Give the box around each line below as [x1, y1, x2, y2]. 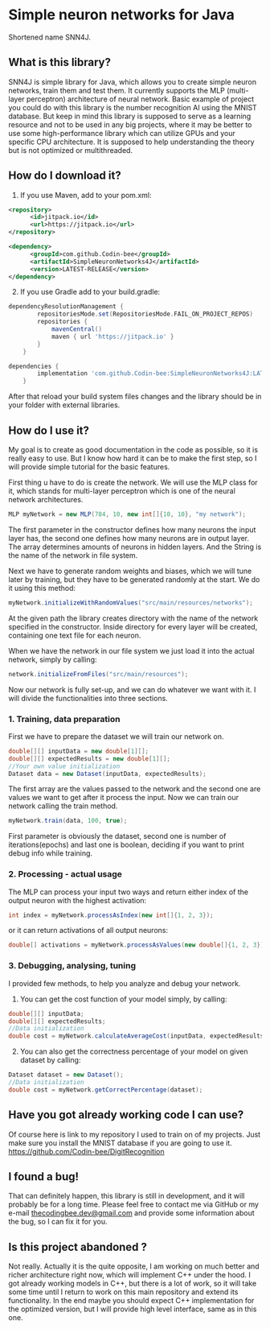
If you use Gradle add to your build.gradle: [19, 287, 161, 297]
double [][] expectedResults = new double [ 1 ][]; [8, 754, 171, 762]
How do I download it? [8, 169, 122, 183]
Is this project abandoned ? [8, 1240, 147, 1253]
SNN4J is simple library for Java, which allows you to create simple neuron [8, 76, 257, 86]
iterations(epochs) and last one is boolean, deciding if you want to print [8, 840, 245, 850]
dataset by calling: [19, 1055, 81, 1065]
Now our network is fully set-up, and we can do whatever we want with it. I [8, 684, 256, 694]
